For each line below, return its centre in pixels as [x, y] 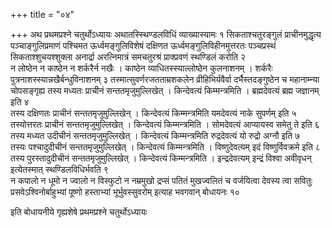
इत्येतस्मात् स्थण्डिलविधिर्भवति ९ [59, 169]
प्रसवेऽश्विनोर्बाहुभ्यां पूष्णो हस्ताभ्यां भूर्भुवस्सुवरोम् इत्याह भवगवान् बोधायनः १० [125, 192]
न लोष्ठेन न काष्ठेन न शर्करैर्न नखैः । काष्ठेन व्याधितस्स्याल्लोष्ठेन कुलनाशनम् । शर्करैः [141, 68]
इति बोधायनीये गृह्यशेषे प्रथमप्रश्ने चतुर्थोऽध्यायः [79, 212]
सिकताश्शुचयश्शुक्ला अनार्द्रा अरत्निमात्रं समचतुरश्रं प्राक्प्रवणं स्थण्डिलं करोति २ [128, 57]
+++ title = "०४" [42, 14]
